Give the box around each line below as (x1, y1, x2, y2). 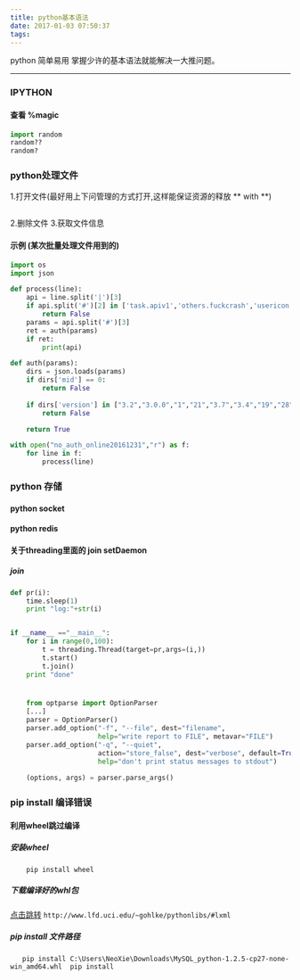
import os (10, 260, 47, 269)
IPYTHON (10, 86, 53, 99)
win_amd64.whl (10, 962, 63, 971)
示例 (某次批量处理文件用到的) (10, 240, 119, 251)
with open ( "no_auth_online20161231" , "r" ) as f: (10, 441, 191, 450)
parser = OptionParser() (26, 715, 118, 725)
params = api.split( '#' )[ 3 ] (26, 317, 130, 326)
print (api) (42, 342, 83, 352)
